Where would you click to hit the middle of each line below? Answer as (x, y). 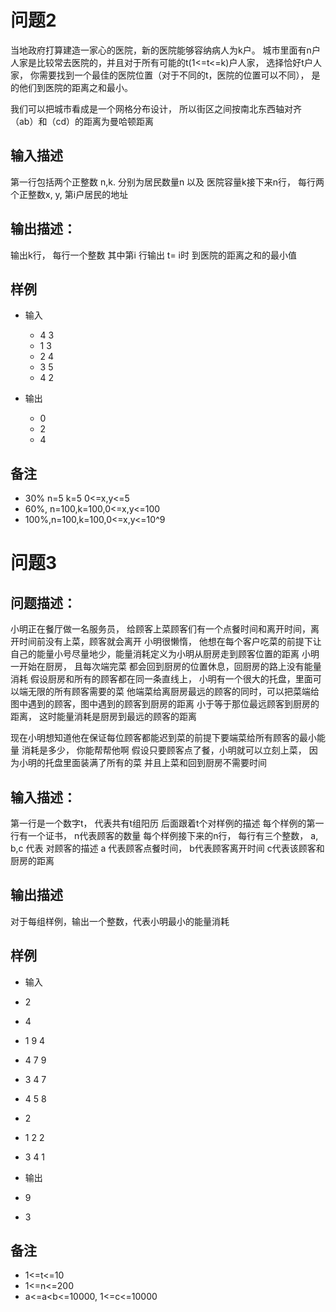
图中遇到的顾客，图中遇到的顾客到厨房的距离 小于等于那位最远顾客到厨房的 (165, 704)
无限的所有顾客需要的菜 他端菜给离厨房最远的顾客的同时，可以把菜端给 (173, 692)
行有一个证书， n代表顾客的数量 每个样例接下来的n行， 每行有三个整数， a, (164, 835)
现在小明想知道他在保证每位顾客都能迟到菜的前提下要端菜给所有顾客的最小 (163, 738)
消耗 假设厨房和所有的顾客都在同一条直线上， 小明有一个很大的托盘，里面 (161, 679)
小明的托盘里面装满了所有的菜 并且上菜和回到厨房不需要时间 (142, 763)
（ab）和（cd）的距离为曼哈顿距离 (82, 121)
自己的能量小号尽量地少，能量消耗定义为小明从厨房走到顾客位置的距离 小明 (165, 654)
